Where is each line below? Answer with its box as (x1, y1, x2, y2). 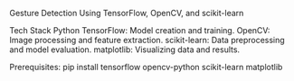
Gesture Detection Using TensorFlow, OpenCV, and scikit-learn (9, 8, 244, 18)
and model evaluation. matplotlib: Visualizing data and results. (9, 44, 241, 55)
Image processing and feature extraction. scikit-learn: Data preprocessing (9, 35, 285, 45)
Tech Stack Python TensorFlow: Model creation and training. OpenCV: (9, 25, 270, 35)
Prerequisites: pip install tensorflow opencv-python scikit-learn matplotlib (9, 62, 283, 72)
